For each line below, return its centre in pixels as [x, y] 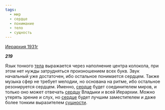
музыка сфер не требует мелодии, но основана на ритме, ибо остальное [83, 81]
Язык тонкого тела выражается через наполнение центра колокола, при [82, 66]
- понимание [22, 23]
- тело [16, 28]
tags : [11, 10]
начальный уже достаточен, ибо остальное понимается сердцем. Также [82, 76]
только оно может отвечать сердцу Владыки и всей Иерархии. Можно [80, 92]
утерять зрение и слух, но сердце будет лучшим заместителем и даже [81, 97]
